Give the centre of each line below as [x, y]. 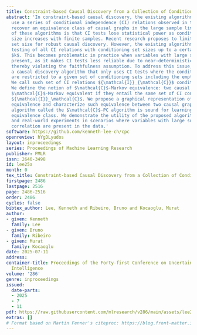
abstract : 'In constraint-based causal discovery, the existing [86, 17]
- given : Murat [25, 241]
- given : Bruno [25, 230]
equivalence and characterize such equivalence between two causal [96, 104]
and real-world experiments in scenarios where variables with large [98, 121]
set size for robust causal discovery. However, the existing [89, 45]
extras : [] [19, 317]
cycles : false [23, 203]
